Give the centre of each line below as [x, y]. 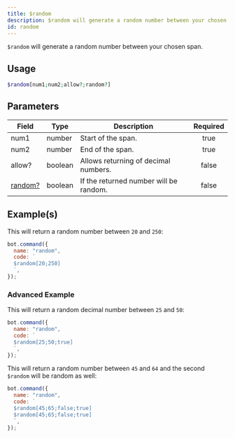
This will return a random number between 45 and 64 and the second [106, 369]
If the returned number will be [129, 181]
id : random [23, 27]
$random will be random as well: [52, 376]
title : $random [29, 14]
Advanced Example [41, 295]
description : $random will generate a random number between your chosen [117, 20]
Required [209, 126]
